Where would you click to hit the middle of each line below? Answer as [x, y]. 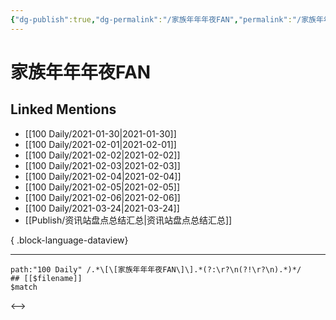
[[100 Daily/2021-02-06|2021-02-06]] [102, 197]
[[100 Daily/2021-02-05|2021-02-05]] [102, 187]
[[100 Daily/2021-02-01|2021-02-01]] [100, 144]
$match [24, 287]
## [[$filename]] [46, 278]
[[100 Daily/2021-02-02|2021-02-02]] [102, 155]
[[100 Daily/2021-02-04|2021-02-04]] [103, 176]
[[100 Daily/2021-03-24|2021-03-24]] [102, 208]
